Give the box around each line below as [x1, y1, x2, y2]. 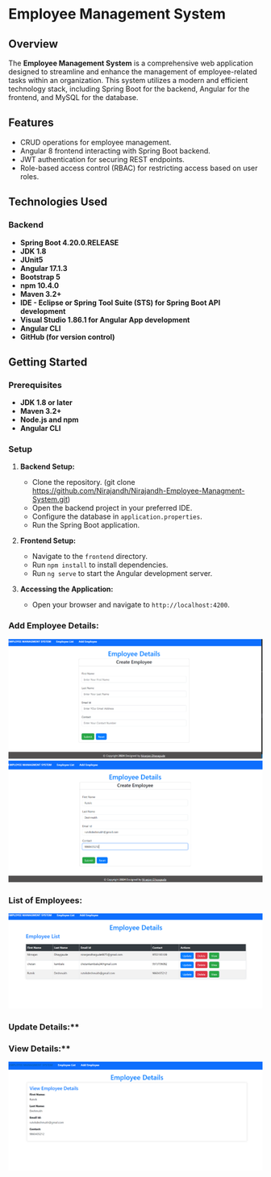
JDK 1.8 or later [19, 398, 73, 407]
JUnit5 [19, 255, 44, 265]
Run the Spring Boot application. [31, 520, 140, 530]
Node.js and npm [19, 415, 79, 424]
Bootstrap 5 [19, 272, 60, 282]
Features [8, 116, 54, 130]
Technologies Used [8, 195, 107, 209]
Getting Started [8, 355, 88, 369]
